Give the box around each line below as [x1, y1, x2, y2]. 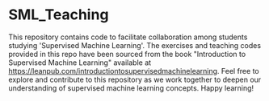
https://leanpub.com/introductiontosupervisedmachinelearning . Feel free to [8, 66, 260, 75]
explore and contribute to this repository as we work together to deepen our [8, 75, 262, 84]
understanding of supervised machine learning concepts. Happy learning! [8, 83, 254, 93]
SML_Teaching [8, 6, 109, 24]
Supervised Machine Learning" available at [8, 58, 152, 67]
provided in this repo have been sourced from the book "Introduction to [8, 49, 246, 59]
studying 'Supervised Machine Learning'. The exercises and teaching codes [8, 40, 261, 50]
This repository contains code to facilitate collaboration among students [8, 32, 248, 42]
